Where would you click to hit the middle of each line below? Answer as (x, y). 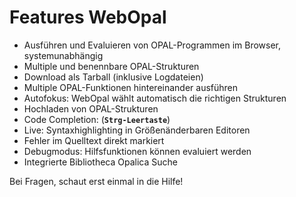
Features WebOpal (88, 17)
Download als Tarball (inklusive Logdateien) (113, 77)
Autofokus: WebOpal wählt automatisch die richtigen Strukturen (155, 98)
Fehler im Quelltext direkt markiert (94, 140)
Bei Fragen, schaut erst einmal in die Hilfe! (96, 181)
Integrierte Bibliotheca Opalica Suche (100, 162)
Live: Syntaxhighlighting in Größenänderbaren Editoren (137, 130)
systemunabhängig (63, 55)
